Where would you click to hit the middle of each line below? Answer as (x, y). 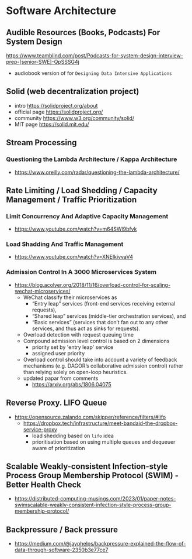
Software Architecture (61, 11)
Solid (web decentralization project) (73, 92)
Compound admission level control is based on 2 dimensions (96, 341)
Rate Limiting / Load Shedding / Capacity (82, 191)
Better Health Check (44, 484)
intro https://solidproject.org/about (56, 105)
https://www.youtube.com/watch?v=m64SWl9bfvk (76, 229)
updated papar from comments (61, 378)
